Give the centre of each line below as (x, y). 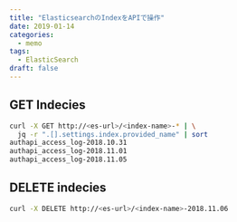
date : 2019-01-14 (42, 26)
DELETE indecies (58, 188)
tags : (19, 52)
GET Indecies (47, 105)
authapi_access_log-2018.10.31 (68, 143)
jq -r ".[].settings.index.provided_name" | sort (113, 134)
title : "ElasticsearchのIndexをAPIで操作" (87, 18)
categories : (32, 34)
